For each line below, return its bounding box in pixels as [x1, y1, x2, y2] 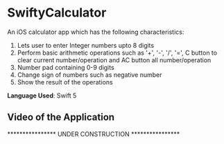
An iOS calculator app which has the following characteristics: [7, 28, 184, 36]
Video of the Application [7, 111, 115, 123]
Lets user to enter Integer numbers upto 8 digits [17, 41, 155, 49]
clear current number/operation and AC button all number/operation [17, 55, 212, 64]
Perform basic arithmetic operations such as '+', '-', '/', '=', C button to [17, 48, 217, 57]
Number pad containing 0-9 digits [17, 63, 114, 71]
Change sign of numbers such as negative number [17, 71, 162, 79]
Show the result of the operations [17, 78, 113, 86]
